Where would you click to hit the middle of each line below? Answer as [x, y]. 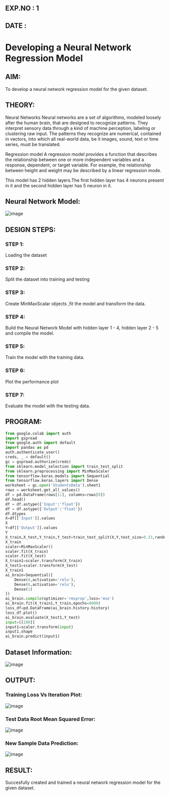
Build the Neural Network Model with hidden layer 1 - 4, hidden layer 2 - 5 [82, 327]
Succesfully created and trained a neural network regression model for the [83, 783]
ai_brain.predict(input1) [32, 637]
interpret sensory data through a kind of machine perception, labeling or [80, 128]
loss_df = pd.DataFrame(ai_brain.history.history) [57, 608]
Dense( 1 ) [24, 589]
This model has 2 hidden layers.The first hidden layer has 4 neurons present [85, 180]
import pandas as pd [27, 448]
